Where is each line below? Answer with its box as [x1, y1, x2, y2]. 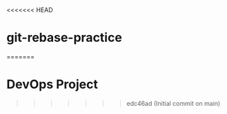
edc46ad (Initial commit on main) [126, 99, 221, 107]
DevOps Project [6, 77, 98, 92]
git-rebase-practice [6, 30, 122, 45]
